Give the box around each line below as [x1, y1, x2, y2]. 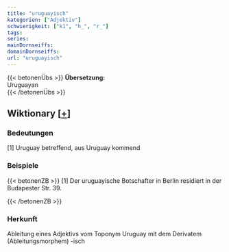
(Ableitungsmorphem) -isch [7, 237, 86, 245]
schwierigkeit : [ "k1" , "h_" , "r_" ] [7, 23, 109, 29]
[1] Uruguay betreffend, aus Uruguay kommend [7, 144, 141, 152]
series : [7, 36, 29, 42]
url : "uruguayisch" [7, 55, 63, 62]
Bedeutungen [7, 128, 53, 138]
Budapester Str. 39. [7, 184, 62, 192]
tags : [7, 29, 23, 36]
